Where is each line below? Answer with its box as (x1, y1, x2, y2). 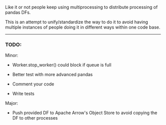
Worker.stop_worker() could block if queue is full (12, 62, 112, 68)
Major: (5, 100, 18, 106)
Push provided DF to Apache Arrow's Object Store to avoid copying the (12, 110, 158, 116)
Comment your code (12, 81, 54, 87)
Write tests (12, 91, 35, 97)
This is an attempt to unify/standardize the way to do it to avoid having (5, 19, 148, 25)
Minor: (5, 52, 19, 58)
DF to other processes (12, 115, 58, 121)
